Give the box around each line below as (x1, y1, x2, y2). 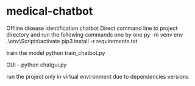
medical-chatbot (6, 4, 93, 18)
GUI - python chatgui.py (6, 61, 67, 68)
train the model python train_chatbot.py (6, 49, 105, 56)
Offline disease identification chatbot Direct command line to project (6, 24, 178, 32)
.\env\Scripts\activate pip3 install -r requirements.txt (6, 37, 138, 45)
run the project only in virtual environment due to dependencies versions (6, 73, 189, 80)
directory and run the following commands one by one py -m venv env (6, 30, 183, 38)
